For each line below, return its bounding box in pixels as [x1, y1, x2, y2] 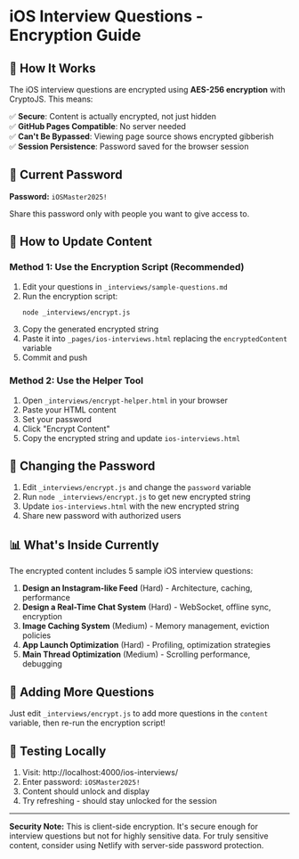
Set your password [21, 413, 92, 424]
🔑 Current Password [9, 168, 123, 183]
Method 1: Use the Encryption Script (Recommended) [9, 261, 245, 274]
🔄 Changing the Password [9, 459, 156, 474]
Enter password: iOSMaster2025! [21, 776, 141, 787]
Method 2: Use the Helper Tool [9, 374, 144, 387]
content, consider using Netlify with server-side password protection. [9, 839, 264, 850]
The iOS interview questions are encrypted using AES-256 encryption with [9, 85, 287, 94]
